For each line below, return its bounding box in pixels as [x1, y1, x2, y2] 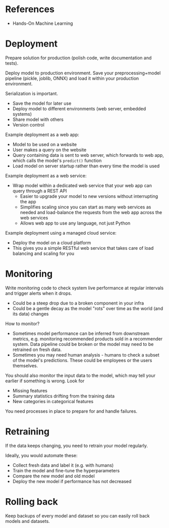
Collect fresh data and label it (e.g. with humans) [12, 462, 114, 468]
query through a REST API [12, 188, 67, 194]
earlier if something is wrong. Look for [5, 378, 85, 384]
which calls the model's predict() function [12, 157, 102, 163]
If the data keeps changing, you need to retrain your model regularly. [5, 443, 148, 449]
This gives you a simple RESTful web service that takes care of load [12, 245, 154, 251]
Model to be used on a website [12, 141, 77, 147]
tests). [5, 60, 19, 66]
